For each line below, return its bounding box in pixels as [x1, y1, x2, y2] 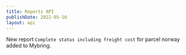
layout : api [6, 20, 35, 25]
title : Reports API [6, 8, 54, 15]
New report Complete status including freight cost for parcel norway [6, 36, 180, 43]
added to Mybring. [6, 42, 51, 49]
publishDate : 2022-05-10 [6, 14, 67, 20]
